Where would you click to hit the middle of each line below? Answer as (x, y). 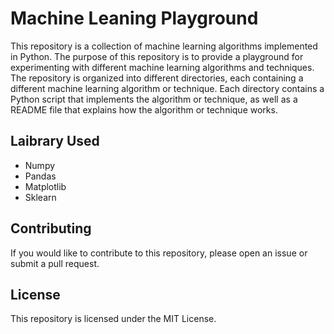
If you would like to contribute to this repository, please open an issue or (159, 253)
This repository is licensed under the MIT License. (113, 319)
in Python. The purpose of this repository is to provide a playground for (157, 56)
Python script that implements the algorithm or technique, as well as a (154, 99)
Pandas (40, 176)
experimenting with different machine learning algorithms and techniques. (162, 67)
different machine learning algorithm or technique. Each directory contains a (167, 88)
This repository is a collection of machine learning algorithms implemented (164, 46)
